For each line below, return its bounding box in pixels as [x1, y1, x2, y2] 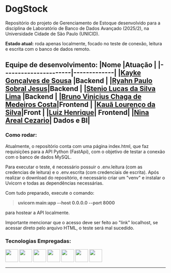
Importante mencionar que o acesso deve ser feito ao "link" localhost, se [5, 219, 158, 225]
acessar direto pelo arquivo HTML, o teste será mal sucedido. [5, 225, 135, 231]
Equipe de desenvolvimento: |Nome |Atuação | [5, 60, 157, 69]
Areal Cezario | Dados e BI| [5, 116, 91, 125]
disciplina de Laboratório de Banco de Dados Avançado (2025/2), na [5, 25, 149, 31]
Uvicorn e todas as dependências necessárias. [5, 180, 104, 186]
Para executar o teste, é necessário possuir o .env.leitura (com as [5, 164, 142, 170]
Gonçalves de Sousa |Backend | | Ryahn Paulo [5, 77, 153, 85]
